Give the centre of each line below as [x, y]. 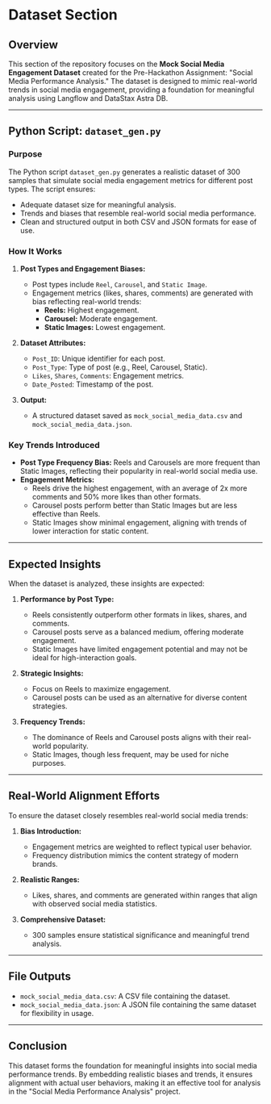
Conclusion [38, 1046]
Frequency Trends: [53, 722]
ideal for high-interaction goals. [84, 658]
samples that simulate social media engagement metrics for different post [131, 180]
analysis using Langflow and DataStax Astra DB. [88, 98]
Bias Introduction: [51, 831]
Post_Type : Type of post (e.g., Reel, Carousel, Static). [120, 367]
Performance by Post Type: [67, 600]
